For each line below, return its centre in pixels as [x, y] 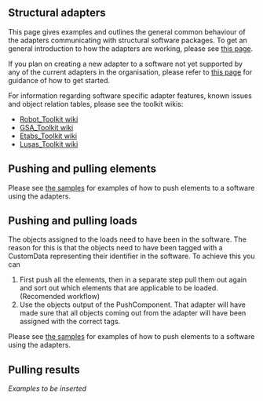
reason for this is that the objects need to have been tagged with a [115, 248]
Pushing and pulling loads [73, 221]
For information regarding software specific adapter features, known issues [130, 95]
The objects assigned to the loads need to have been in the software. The [128, 239]
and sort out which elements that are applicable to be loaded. [119, 288]
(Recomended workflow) [60, 297]
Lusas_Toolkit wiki [49, 144]
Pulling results [44, 369]
